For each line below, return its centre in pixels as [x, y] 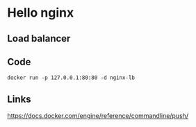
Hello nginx [41, 13]
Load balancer [39, 39]
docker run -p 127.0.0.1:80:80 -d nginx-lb [71, 78]
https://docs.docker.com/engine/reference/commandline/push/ [98, 116]
